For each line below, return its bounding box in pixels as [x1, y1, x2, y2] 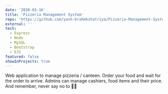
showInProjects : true [5, 59, 50, 64]
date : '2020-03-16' [5, 7, 46, 13]
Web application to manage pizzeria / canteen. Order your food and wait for [5, 72, 161, 78]
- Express [9, 31, 30, 36]
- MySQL [9, 40, 26, 45]
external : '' [5, 21, 32, 27]
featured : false [5, 54, 39, 59]
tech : [5, 26, 16, 31]
